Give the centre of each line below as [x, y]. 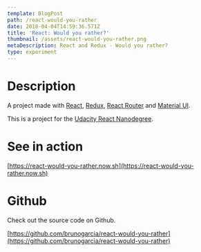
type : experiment [32, 52]
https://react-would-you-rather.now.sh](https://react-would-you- [102, 166]
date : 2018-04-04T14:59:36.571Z [54, 26]
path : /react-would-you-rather [52, 20]
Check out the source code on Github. [61, 220]
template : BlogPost [35, 13]
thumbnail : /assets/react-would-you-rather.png [77, 39]
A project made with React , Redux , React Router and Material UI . [99, 105]
